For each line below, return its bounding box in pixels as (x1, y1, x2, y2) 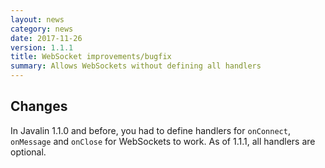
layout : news (10, 14, 65, 25)
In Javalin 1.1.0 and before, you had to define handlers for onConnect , (10, 124, 291, 136)
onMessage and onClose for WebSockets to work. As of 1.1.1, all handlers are (10, 135, 316, 147)
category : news (10, 24, 74, 34)
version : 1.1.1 (10, 42, 74, 53)
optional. (10, 146, 47, 158)
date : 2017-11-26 (10, 33, 83, 43)
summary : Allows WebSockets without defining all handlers (10, 61, 262, 71)
